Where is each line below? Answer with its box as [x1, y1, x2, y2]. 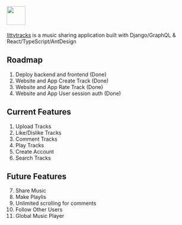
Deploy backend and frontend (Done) [15, 71, 107, 78]
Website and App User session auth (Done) [15, 90, 121, 97]
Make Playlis [15, 194, 46, 201]
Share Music [15, 187, 46, 194]
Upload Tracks [15, 122, 52, 130]
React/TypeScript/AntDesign [7, 37, 76, 45]
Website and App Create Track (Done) [15, 77, 109, 84]
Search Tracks [15, 154, 51, 161]
